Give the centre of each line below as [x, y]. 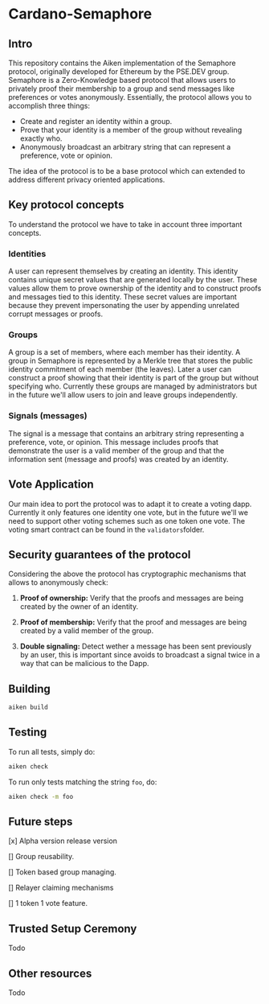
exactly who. [41, 138]
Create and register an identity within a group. [96, 121]
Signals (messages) [48, 416]
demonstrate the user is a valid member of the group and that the [116, 451]
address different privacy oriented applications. [87, 179]
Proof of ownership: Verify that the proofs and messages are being [132, 598]
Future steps [41, 821]
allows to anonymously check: [58, 582]
